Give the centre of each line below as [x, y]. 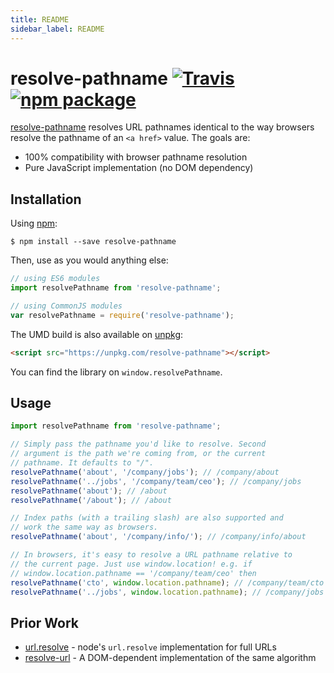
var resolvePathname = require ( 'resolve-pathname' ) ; [122, 315]
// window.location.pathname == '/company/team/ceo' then [133, 573]
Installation [46, 199]
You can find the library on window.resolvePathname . [116, 372]
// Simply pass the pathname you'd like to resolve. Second [138, 444]
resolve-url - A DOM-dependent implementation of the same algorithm [170, 658]
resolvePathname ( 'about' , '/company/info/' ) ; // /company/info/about [158, 537]
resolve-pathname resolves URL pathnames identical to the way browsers [162, 127]
